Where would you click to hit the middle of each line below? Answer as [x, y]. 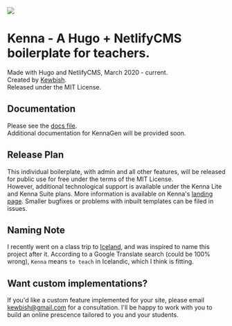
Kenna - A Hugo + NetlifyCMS [95, 38]
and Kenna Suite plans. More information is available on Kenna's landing [110, 194]
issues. [17, 208]
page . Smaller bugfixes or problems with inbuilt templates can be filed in [110, 201]
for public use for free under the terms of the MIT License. [90, 179]
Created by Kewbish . [37, 80]
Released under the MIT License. [54, 87]
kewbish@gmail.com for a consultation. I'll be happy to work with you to [110, 307]
